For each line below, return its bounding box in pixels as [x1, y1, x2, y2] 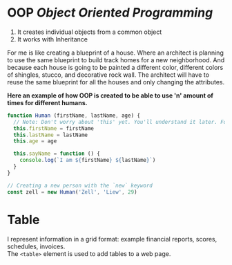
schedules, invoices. [7, 242, 66, 250]
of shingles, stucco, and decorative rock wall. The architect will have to [7, 71, 209, 79]
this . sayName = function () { [13, 150, 100, 157]
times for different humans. [7, 98, 88, 107]
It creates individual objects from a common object [17, 28, 162, 36]
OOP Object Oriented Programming [7, 5, 213, 21]
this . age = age [13, 138, 57, 145]
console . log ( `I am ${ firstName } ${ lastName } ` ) [19, 157, 156, 164]
